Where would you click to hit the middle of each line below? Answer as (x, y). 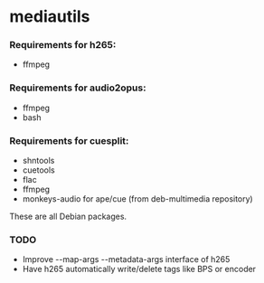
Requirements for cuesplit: (69, 140)
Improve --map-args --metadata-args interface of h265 (126, 259)
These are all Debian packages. (68, 217)
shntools (38, 161)
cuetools (39, 170)
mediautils (50, 17)
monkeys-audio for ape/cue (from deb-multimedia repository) (137, 199)
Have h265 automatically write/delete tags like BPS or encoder (139, 269)
